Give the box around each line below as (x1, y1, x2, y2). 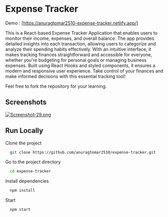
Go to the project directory (5, 159, 61, 165)
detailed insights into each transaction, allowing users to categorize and (5, 40, 156, 46)
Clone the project (5, 140, 42, 146)
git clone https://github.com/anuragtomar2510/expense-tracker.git (10, 150, 156, 155)
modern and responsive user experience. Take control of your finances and (5, 67, 164, 74)
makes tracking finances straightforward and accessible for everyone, (5, 52, 152, 58)
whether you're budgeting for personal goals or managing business (5, 57, 147, 63)
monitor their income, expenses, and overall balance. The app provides (5, 35, 154, 41)
